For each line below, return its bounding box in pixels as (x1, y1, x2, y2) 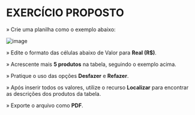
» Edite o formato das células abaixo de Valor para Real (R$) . (6, 49, 157, 56)
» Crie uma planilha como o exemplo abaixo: (6, 26, 116, 33)
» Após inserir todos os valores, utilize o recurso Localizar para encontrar (6, 84, 189, 91)
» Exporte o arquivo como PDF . (6, 102, 83, 109)
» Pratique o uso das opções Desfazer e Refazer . (6, 72, 129, 79)
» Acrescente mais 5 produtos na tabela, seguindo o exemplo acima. (6, 60, 177, 68)
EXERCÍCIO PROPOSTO (6, 6, 124, 20)
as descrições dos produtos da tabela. (6, 90, 101, 97)
